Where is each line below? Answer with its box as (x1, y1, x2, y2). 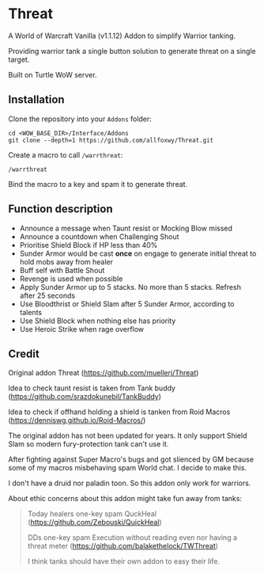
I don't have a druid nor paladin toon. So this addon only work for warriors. (8, 478, 251, 488)
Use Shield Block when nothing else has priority (19, 316, 176, 325)
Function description (8, 203, 113, 216)
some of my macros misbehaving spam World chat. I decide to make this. (8, 463, 247, 473)
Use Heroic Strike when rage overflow (19, 324, 145, 333)
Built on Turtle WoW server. (8, 70, 97, 79)
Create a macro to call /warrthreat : (8, 150, 123, 159)
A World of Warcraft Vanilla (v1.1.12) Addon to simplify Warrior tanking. (8, 31, 236, 40)
